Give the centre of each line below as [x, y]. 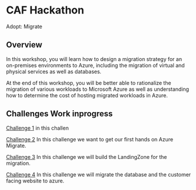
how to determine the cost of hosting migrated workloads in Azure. [87, 95]
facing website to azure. [35, 181]
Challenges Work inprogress [60, 114]
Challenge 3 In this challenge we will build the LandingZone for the [87, 157]
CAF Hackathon [45, 10]
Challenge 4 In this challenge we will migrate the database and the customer [99, 174]
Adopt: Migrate [24, 26]
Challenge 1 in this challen [38, 128]
